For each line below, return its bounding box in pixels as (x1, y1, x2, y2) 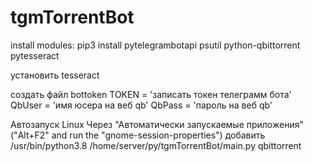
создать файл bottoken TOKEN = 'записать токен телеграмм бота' (10, 88, 292, 100)
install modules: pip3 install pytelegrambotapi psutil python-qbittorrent (10, 39, 301, 51)
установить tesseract (10, 69, 100, 81)
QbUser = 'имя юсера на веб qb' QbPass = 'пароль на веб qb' (10, 99, 273, 111)
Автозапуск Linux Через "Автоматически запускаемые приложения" (10, 118, 304, 130)
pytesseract (10, 49, 60, 61)
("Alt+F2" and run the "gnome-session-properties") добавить (10, 129, 266, 141)
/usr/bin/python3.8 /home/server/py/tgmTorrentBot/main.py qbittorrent (10, 139, 302, 151)
